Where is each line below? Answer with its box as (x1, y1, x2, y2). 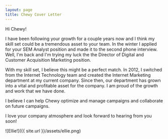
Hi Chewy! (5, 26, 27, 32)
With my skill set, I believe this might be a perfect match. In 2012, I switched (5, 66, 162, 73)
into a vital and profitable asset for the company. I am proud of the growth (5, 82, 158, 88)
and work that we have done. (5, 88, 65, 94)
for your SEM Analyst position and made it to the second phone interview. (5, 46, 157, 52)
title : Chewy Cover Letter (5, 12, 62, 17)
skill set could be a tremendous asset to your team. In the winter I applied (5, 41, 157, 47)
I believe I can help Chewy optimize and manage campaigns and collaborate (5, 97, 163, 103)
